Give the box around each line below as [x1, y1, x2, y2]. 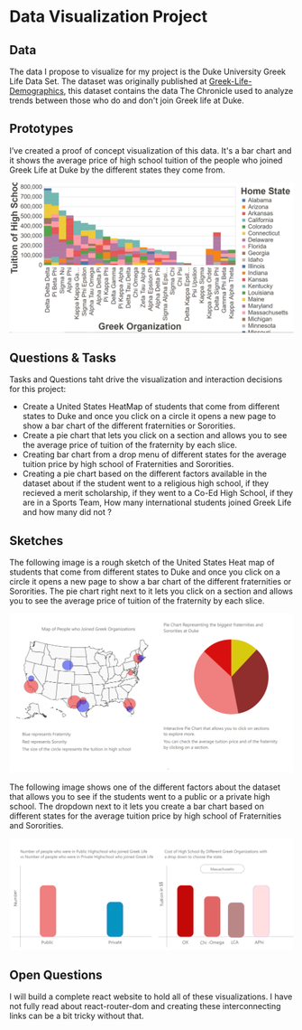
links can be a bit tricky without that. [9, 1010, 144, 1022]
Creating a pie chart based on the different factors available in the [22, 468, 268, 480]
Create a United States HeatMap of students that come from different [22, 401, 280, 412]
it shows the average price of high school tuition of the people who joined [9, 154, 283, 165]
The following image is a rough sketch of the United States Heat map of [9, 557, 275, 568]
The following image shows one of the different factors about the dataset [9, 782, 281, 792]
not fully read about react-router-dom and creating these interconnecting [9, 1001, 281, 1012]
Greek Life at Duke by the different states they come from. [9, 164, 225, 175]
